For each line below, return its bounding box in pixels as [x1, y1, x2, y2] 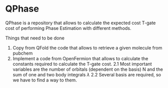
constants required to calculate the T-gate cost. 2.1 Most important [12, 61, 152, 67]
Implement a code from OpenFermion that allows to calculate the [12, 55, 149, 61]
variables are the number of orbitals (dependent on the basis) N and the [12, 66, 163, 72]
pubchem [12, 50, 33, 56]
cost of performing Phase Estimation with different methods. [5, 25, 132, 31]
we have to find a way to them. [12, 77, 77, 83]
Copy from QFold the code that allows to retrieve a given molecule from [12, 45, 162, 51]
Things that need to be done [5, 35, 65, 41]
